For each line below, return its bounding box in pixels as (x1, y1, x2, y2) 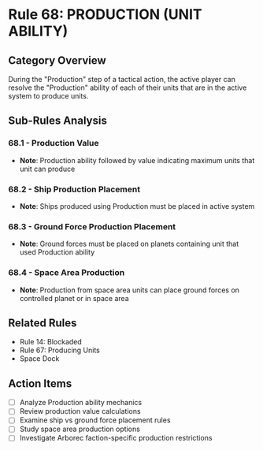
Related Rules (8, 316, 77, 329)
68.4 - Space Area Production (8, 267, 125, 278)
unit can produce (19, 164, 76, 173)
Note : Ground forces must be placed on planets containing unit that (19, 239, 239, 249)
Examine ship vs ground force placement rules (19, 415, 171, 425)
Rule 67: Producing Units (19, 345, 100, 355)
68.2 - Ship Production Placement (8, 184, 140, 195)
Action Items (8, 377, 72, 390)
